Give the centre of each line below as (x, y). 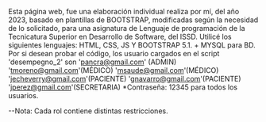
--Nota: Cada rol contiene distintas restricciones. (88, 111)
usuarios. (23, 95)
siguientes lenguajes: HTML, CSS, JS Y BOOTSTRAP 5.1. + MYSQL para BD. (132, 45)
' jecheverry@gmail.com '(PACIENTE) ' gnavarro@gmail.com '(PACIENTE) (125, 79)
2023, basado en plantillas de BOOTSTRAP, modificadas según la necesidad (133, 20)
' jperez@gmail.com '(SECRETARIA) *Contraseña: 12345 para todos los (123, 87)
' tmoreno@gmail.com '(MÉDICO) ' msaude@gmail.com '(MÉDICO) (114, 70)
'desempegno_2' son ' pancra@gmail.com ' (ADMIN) (93, 62)
